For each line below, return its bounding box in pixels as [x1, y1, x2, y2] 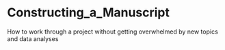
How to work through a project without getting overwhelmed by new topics [7, 27, 219, 36]
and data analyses [7, 34, 59, 42]
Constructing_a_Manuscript [7, 5, 170, 21]
